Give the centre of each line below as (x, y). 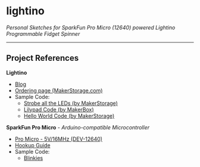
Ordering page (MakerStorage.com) (59, 90)
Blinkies (33, 158)
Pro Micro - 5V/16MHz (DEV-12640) (59, 139)
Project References (43, 58)
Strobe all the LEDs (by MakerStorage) (71, 103)
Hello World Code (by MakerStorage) (69, 116)
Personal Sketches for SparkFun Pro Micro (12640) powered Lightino (91, 27)
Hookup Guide (32, 145)
